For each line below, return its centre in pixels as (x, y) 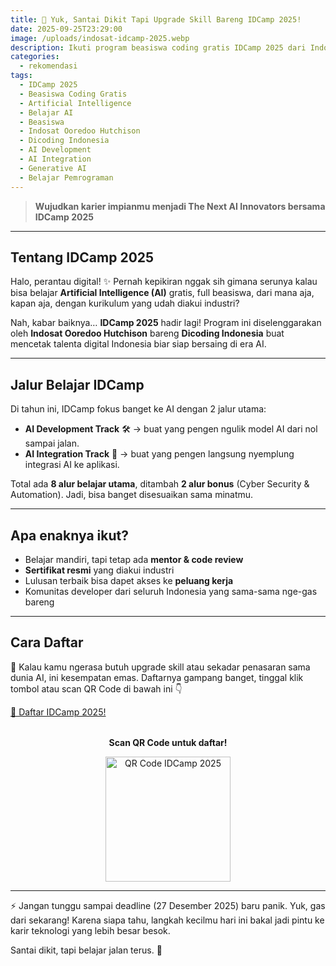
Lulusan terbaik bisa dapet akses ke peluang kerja (129, 580)
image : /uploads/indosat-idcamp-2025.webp (100, 38)
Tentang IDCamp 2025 (82, 257)
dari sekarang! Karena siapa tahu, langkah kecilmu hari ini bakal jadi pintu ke (167, 920)
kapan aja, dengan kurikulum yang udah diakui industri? (125, 303)
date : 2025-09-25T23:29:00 (66, 29)
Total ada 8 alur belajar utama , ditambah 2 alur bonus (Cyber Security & (160, 484)
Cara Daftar (47, 642)
